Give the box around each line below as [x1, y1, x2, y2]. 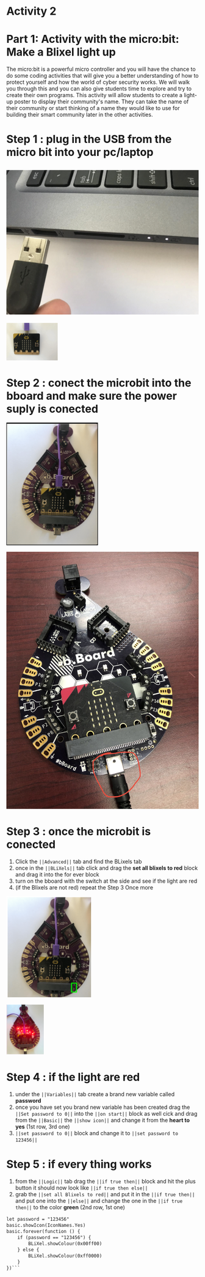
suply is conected [6, 402, 99, 416]
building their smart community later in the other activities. [6, 111, 153, 119]
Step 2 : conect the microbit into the [6, 376, 192, 390]
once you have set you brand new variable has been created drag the [15, 1103, 190, 1111]
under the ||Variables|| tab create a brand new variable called [15, 1090, 175, 1098]
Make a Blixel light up [6, 45, 116, 59]
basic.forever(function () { [6, 1228, 81, 1234]
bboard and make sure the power [6, 389, 177, 403]
